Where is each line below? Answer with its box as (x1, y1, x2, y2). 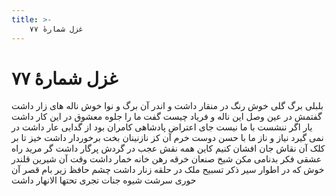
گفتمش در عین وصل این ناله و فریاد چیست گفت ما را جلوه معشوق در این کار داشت (11, 111, 323, 123)
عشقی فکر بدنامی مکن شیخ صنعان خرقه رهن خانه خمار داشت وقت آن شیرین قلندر (11, 153, 323, 165)
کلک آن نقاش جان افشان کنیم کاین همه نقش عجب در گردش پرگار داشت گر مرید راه (11, 142, 326, 155)
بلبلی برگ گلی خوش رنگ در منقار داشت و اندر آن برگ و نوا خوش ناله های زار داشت (11, 100, 324, 112)
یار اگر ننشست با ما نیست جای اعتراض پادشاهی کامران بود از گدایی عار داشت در (11, 121, 313, 133)
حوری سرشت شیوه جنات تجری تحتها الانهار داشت (11, 174, 197, 186)
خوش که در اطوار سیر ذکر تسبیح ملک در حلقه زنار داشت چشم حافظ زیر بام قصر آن (11, 164, 325, 176)
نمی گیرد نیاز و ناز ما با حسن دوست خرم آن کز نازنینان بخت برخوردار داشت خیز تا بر (11, 132, 324, 144)
